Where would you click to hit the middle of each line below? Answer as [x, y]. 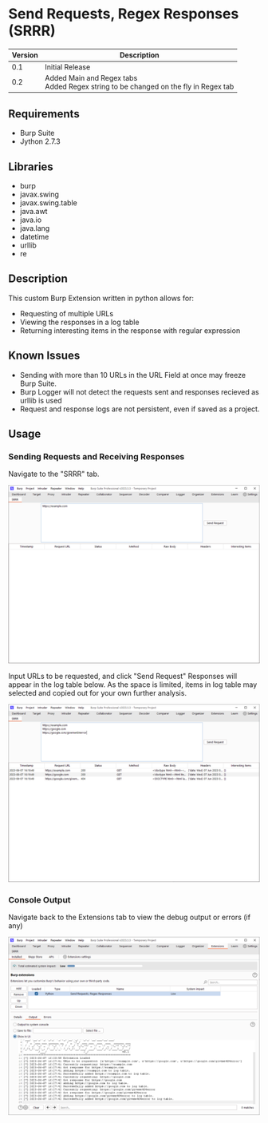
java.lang [35, 228]
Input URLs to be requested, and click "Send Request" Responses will [123, 676]
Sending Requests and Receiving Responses [97, 456]
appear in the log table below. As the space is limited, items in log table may [133, 685]
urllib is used [41, 400]
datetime [34, 237]
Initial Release [68, 67]
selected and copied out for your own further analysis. [98, 692]
